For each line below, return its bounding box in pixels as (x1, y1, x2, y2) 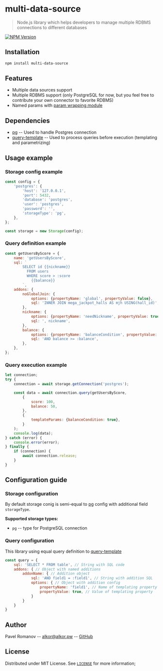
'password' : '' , (22, 206, 55, 211)
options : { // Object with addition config (31, 580, 120, 585)
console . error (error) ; (14, 440, 60, 445)
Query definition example (5, 240, 66, 247)
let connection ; (5, 373, 38, 377)
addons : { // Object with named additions (14, 567, 101, 572)
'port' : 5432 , (22, 193, 51, 198)
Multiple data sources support (12, 87, 73, 93)
